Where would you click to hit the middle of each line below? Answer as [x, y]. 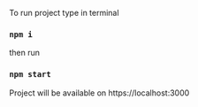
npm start [30, 75]
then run [25, 53]
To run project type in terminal [64, 13]
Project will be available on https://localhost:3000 [99, 93]
